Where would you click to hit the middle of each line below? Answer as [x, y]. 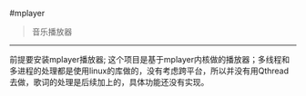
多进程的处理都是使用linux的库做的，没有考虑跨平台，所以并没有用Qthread [149, 71]
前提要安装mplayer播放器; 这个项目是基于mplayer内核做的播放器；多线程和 [149, 59]
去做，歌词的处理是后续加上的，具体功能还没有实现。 [109, 82]
